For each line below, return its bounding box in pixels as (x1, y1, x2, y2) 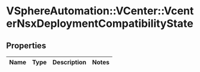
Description (52, 58, 86, 66)
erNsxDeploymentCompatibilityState (6, 17, 193, 30)
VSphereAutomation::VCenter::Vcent (6, 4, 194, 18)
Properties (6, 40, 46, 51)
